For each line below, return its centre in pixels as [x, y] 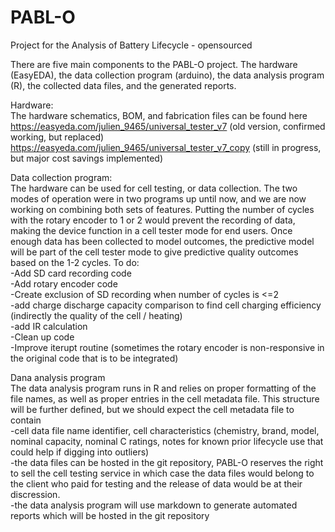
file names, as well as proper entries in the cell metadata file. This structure [165, 398]
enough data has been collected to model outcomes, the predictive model [162, 241]
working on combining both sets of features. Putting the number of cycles [162, 209]
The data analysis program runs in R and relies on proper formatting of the [163, 388]
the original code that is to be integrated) [94, 358]
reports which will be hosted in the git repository [110, 515]
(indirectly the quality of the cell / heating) [96, 315]
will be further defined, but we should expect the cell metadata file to [152, 409]
